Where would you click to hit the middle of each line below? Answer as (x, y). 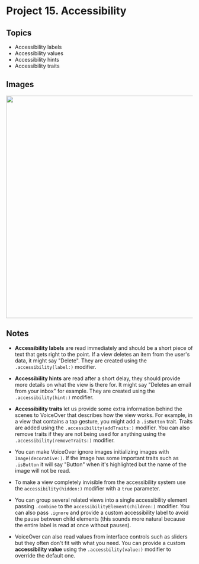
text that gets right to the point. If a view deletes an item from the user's (102, 354)
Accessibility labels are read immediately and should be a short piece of (104, 348)
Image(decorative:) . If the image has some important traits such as (97, 458)
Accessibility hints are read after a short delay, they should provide (97, 378)
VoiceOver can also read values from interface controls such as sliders (101, 536)
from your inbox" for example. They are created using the (85, 391)
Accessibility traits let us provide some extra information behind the (98, 409)
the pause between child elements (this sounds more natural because (100, 519)
